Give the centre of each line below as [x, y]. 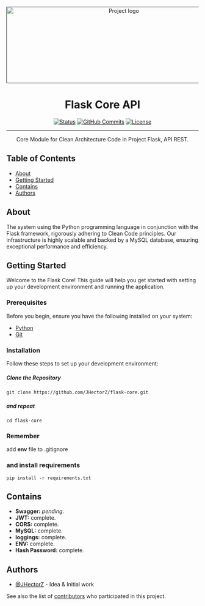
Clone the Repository [34, 378]
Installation [23, 350]
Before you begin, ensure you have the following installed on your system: [99, 316]
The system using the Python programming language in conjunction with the [102, 226]
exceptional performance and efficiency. [57, 246]
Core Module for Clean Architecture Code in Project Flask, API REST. [103, 139]
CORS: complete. [37, 525]
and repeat [21, 406]
